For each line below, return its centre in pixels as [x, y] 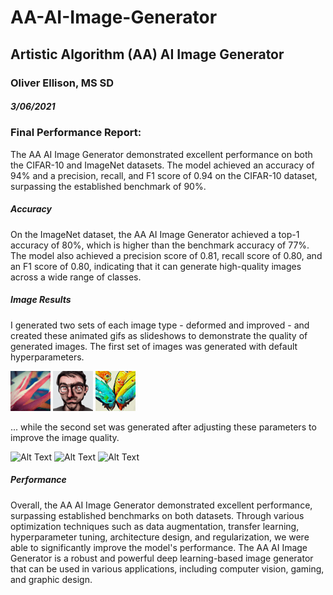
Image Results [41, 300]
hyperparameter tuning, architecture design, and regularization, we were [160, 537]
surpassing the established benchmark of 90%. [108, 186]
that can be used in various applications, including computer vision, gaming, [167, 568]
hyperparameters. [47, 357]
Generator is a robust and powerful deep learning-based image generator [162, 558]
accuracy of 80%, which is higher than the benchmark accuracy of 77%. [160, 245]
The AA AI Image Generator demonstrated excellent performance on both [161, 154]
